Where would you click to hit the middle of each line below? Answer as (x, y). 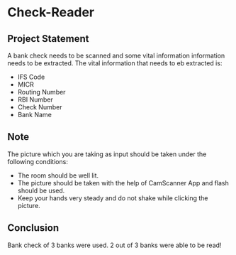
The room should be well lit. (58, 175)
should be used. (41, 190)
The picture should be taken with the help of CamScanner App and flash (123, 183)
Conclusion (33, 228)
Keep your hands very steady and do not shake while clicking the (113, 198)
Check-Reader (51, 12)
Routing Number (41, 92)
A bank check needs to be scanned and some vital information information (116, 55)
